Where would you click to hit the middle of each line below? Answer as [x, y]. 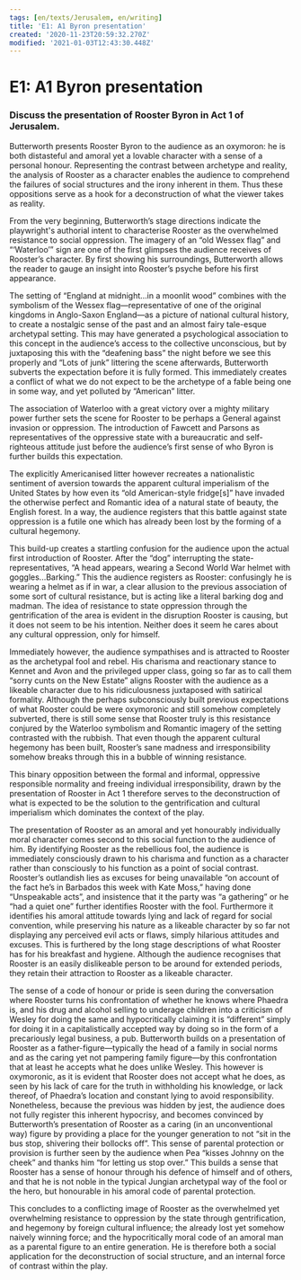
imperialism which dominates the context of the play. [107, 812]
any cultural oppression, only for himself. [85, 634]
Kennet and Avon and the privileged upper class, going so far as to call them [150, 671]
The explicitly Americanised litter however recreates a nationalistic [132, 474]
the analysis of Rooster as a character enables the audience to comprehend [150, 174]
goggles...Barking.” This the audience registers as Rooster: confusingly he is [150, 577]
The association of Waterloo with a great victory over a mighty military [139, 408]
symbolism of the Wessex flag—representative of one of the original [136, 305]
